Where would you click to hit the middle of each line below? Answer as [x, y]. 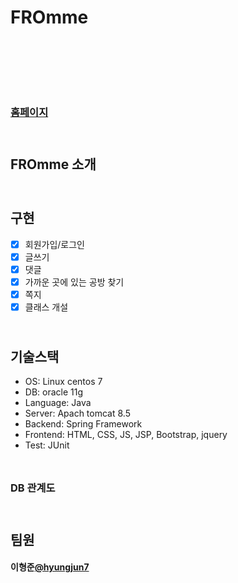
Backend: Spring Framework [83, 424]
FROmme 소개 [53, 164]
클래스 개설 [46, 307]
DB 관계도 [33, 488]
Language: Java [58, 403]
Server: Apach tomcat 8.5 [77, 413]
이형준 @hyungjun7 [50, 567]
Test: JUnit [47, 445]
